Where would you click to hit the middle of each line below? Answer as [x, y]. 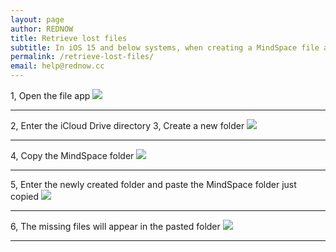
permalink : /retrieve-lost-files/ [82, 57]
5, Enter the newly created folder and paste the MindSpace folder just [153, 184]
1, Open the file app [50, 95]
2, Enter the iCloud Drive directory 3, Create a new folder [127, 125]
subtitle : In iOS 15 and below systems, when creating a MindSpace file [165, 47]
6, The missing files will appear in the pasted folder [115, 226]
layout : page [37, 19]
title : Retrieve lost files [69, 38]
